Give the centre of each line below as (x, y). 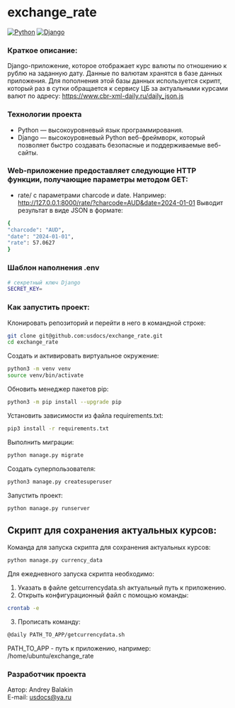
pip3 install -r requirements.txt (58, 428)
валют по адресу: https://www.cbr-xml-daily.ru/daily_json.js (96, 96)
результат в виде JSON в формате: (70, 210)
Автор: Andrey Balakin (40, 690)
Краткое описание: (42, 50)
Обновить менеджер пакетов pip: (58, 389)
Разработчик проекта (47, 674)
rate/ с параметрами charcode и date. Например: (92, 195)
